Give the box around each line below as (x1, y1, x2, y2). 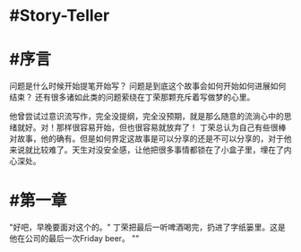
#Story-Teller (9, 5, 110, 26)
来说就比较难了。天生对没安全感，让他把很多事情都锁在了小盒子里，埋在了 (9, 144, 284, 155)
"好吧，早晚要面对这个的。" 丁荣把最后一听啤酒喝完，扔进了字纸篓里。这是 (9, 222, 286, 233)
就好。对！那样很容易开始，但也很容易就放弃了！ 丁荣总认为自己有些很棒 (16, 122, 287, 133)
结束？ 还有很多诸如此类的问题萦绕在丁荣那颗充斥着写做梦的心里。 (9, 91, 255, 103)
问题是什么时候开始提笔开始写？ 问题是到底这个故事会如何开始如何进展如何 (9, 81, 287, 91)
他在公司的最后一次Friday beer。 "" (9, 233, 140, 244)
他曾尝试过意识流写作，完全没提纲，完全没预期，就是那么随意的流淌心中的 (9, 111, 284, 122)
